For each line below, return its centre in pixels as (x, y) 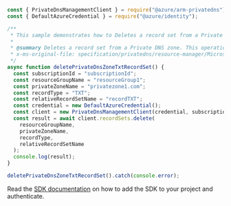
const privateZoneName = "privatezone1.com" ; (80, 86)
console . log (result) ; (44, 157)
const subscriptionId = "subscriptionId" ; (75, 73)
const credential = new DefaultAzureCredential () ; (87, 106)
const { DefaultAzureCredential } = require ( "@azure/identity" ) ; (102, 16)
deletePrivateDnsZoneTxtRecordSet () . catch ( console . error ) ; (93, 176)
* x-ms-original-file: (43, 54)
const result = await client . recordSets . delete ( (84, 119)
